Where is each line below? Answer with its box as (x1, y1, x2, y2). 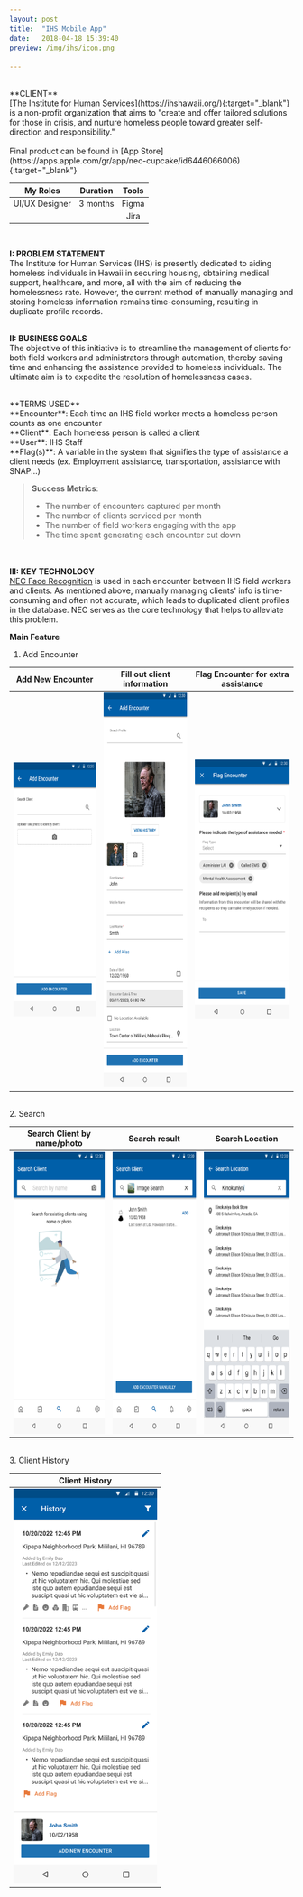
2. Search (9, 1108, 45, 1119)
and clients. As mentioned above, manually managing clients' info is (9, 585, 262, 596)
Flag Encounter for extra (195, 669, 289, 680)
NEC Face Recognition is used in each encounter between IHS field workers (9, 575, 291, 586)
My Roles (23, 185, 60, 196)
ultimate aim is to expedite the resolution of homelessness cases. (9, 371, 252, 382)
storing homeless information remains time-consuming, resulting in (9, 296, 259, 307)
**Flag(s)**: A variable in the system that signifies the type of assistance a (9, 446, 289, 457)
